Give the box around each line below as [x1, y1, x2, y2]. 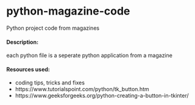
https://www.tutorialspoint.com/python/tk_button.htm [15, 86, 149, 93]
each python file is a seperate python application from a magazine [6, 52, 172, 59]
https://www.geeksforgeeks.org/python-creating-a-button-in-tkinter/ [15, 92, 189, 100]
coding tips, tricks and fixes [15, 79, 85, 86]
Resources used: [6, 66, 50, 73]
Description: [6, 38, 38, 46]
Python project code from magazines [6, 24, 99, 32]
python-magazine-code [6, 4, 130, 18]
